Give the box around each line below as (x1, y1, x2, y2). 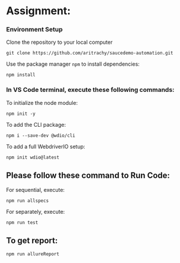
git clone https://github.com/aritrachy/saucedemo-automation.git (6, 50, 173, 56)
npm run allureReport (6, 251, 60, 257)
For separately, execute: (6, 208, 65, 215)
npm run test (6, 219, 38, 226)
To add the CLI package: (6, 121, 66, 128)
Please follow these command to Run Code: (6, 171, 171, 181)
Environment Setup (6, 25, 63, 34)
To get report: (6, 235, 58, 245)
